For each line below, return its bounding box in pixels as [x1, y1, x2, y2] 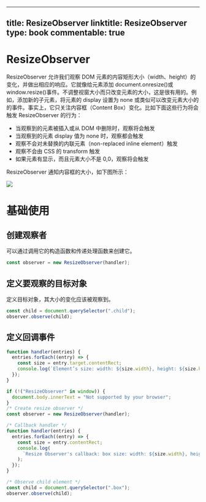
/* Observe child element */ [6, 479, 81, 485]
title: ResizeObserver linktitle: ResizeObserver [6, 18, 188, 28]
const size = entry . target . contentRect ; [17, 360, 122, 366]
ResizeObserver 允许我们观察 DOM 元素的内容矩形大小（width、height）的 [6, 73, 196, 80]
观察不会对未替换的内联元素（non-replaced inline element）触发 [15, 140, 178, 147]
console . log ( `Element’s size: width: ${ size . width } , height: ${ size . [17, 366, 199, 372]
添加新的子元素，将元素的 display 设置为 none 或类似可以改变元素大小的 [17, 96, 199, 104]
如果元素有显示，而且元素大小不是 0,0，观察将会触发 [15, 155, 149, 163]
